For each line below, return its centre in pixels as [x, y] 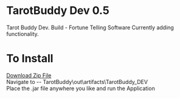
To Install [30, 59]
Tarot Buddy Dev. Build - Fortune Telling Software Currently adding [90, 27]
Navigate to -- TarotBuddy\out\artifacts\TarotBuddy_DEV [77, 82]
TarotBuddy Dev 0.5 [58, 11]
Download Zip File [29, 75]
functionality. [23, 33]
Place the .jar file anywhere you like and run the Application [81, 88]
